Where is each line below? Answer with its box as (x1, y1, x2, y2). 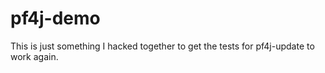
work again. (10, 50, 59, 62)
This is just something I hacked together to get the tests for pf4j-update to (10, 40, 315, 52)
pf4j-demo (10, 7, 101, 30)
